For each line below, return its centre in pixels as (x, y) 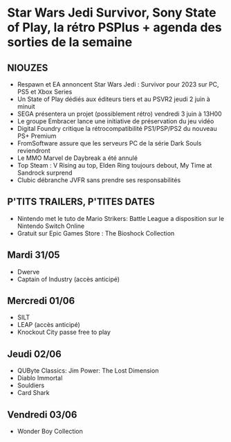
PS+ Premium (37, 136)
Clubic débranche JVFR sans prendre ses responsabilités (99, 180)
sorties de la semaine (70, 42)
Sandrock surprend (45, 173)
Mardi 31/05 (34, 255)
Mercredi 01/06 (41, 301)
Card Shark (33, 393)
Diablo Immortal (40, 378)
